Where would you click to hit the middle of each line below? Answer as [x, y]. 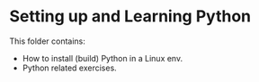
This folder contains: [47, 41]
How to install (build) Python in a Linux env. [102, 58]
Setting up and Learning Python [130, 16]
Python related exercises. [69, 68]
